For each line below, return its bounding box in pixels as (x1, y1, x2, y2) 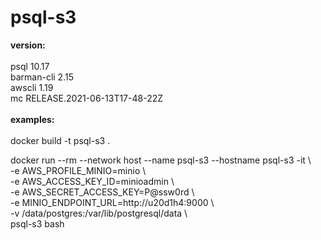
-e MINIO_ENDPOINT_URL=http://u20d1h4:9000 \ (10, 196, 215, 208)
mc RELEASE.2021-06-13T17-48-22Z (10, 92, 164, 104)
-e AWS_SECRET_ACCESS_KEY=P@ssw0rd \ (10, 186, 195, 198)
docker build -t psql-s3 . (10, 134, 111, 146)
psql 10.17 (10, 60, 50, 72)
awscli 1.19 (10, 81, 54, 93)
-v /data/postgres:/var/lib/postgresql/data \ (10, 207, 188, 219)
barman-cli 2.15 (10, 71, 74, 83)
